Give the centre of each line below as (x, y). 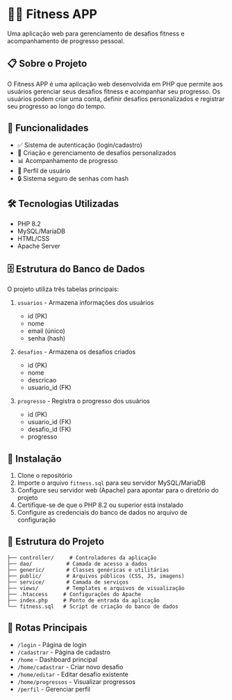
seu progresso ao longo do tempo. (57, 106)
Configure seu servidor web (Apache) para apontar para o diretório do (118, 490)
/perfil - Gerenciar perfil (53, 689)
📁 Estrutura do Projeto (56, 542)
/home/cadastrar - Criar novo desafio (70, 667)
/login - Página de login (52, 644)
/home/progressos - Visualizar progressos (76, 681)
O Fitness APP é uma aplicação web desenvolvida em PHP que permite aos (115, 84)
